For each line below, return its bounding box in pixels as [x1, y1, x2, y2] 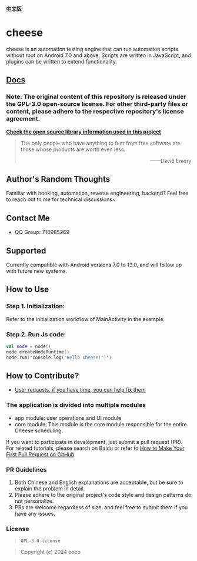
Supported [6, 246, 46, 256]
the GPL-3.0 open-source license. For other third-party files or [6, 100, 188, 108]
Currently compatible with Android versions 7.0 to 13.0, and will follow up [6, 261, 182, 269]
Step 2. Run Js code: [6, 330, 66, 338]
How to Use [6, 285, 49, 295]
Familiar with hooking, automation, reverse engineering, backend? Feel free [6, 190, 189, 197]
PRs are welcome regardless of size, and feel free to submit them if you [14, 504, 188, 511]
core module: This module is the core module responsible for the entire [14, 420, 187, 428]
